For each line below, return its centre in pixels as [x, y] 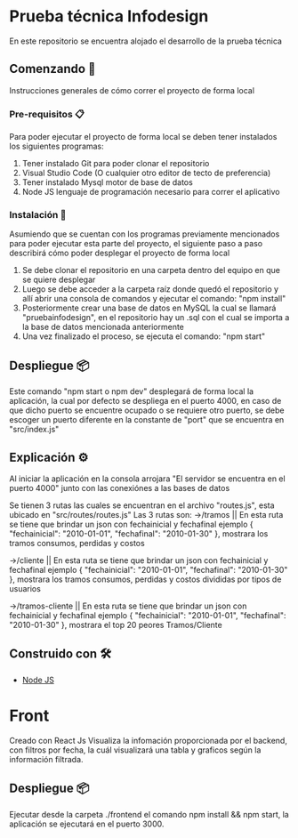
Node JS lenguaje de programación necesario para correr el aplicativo [151, 192]
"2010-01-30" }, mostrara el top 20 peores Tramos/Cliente [116, 624]
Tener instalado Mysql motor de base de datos [107, 182]
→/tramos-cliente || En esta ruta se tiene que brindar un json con [128, 606]
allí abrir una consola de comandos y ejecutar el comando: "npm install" [154, 299]
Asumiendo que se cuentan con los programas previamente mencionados [145, 234]
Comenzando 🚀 [52, 69]
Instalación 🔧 [38, 214]
